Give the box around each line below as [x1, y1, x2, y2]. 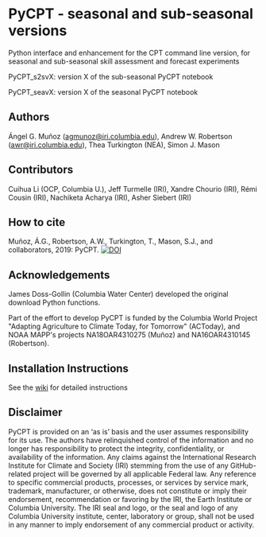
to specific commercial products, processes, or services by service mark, [8, 477, 249, 487]
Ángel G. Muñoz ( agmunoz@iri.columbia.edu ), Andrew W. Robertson [8, 131, 233, 141]
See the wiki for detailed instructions [8, 383, 129, 392]
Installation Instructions [8, 361, 129, 375]
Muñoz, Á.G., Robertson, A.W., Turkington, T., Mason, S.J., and [8, 236, 213, 247]
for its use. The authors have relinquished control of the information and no [8, 435, 254, 445]
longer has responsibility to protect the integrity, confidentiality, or [8, 443, 225, 453]
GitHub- [229, 461, 256, 470]
